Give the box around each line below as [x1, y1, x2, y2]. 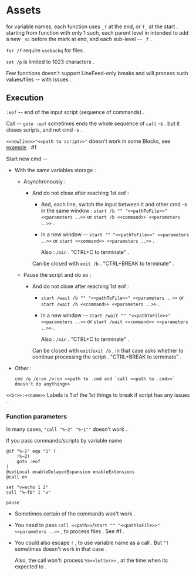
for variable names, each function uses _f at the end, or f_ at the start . [6, 23, 178, 30]
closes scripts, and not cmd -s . [6, 126, 83, 133]
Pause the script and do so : [23, 271, 92, 278]
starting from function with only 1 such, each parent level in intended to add [6, 29, 189, 36]
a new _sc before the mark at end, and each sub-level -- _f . [6, 35, 152, 42]
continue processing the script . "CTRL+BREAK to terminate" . [32, 353, 182, 360]
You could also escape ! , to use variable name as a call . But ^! [14, 539, 169, 547]
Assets [6, 4, 41, 17]
